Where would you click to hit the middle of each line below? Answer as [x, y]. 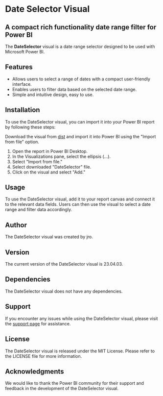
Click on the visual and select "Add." [49, 172]
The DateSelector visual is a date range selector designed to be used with [80, 47]
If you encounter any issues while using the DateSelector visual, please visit [81, 318]
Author [16, 225]
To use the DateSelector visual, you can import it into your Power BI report [80, 122]
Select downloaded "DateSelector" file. [52, 167]
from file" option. [22, 142]
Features [19, 67]
